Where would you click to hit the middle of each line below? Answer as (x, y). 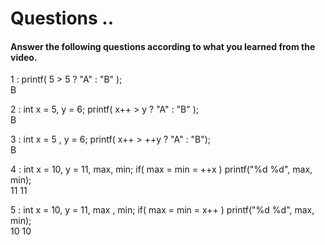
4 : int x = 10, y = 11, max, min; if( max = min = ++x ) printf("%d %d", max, (161, 169)
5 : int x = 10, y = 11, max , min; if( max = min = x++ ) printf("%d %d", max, (162, 210)
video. (24, 57)
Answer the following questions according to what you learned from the (163, 46)
